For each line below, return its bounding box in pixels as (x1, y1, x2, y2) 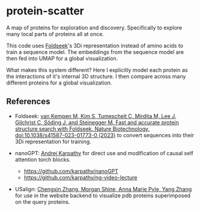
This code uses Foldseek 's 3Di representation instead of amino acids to (6, 42, 184, 49)
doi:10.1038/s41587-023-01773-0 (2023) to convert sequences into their (14, 131, 195, 138)
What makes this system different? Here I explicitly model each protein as (6, 66, 188, 73)
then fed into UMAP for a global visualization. (6, 55, 118, 62)
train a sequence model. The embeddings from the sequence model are (6, 48, 184, 55)
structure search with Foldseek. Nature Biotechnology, (14, 125, 150, 132)
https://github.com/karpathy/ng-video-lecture (23, 174, 138, 181)
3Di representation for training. (14, 138, 91, 145)
